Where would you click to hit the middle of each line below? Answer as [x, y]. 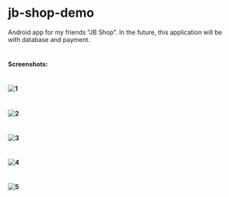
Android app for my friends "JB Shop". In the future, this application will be [115, 32]
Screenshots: [28, 64]
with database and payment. [49, 39]
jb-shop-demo [51, 13]
